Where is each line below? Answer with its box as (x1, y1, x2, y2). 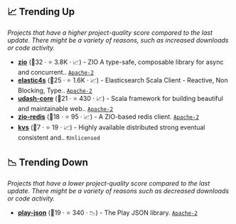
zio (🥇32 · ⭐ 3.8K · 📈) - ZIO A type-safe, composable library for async (17, 58, 224, 66)
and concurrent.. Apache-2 (17, 68, 95, 76)
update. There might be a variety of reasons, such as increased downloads (7, 36, 229, 44)
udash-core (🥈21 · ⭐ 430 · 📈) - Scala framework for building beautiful (17, 94, 224, 102)
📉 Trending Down (7, 156, 89, 169)
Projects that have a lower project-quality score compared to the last (7, 178, 210, 187)
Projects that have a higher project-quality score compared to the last (7, 28, 213, 37)
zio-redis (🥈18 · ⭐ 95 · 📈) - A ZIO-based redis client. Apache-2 (17, 112, 200, 121)
